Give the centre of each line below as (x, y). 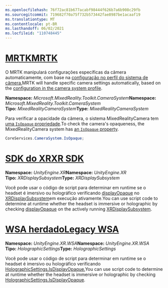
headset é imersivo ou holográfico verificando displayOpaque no (72, 193)
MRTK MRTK (31, 58)
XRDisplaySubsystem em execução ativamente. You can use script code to (82, 198)
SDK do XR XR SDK (45, 159)
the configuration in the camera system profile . (54, 88)
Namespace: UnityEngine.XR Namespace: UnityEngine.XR (66, 172)
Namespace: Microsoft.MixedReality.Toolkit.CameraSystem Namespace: (81, 98)
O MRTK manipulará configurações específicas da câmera (66, 72)
